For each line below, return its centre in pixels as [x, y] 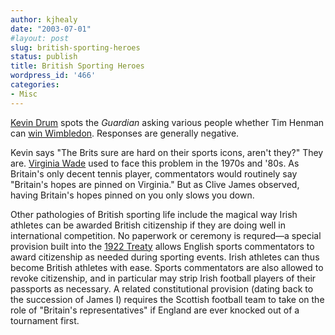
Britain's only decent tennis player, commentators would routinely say [154, 173]
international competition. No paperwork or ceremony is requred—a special [166, 235]
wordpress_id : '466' [53, 76]
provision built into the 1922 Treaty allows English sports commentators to [162, 246]
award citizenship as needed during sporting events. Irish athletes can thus [165, 257]
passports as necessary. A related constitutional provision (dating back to [162, 288]
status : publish [44, 57]
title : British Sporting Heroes [77, 66]
